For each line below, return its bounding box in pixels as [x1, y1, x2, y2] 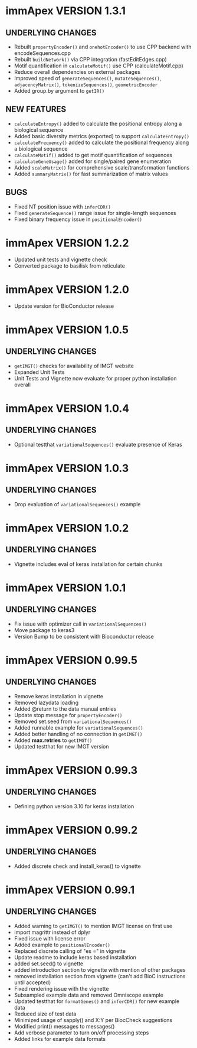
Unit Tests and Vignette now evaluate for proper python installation [14, 375, 177, 382]
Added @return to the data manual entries [14, 705, 117, 712]
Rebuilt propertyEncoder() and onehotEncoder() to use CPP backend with [14, 43, 192, 50]
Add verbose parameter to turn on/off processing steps [14, 1029, 149, 1036]
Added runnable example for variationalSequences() [14, 724, 143, 731]
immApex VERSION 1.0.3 [5, 461, 129, 475]
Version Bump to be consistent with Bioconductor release [14, 633, 154, 640]
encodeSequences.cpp [14, 50, 71, 57]
